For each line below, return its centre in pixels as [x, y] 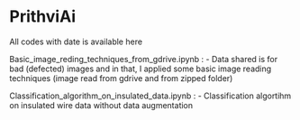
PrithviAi [43, 17]
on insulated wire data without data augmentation [101, 105]
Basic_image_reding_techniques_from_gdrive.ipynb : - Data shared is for [144, 59]
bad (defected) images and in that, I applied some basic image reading [141, 69]
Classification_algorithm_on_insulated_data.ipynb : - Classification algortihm [150, 96]
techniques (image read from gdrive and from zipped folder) [121, 78]
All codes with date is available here [76, 42]
